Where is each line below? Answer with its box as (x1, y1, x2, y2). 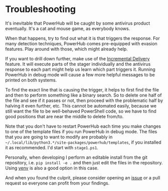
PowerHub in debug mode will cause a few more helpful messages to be (5, 71, 155, 77)
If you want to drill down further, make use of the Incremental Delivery (5, 55, 150, 61)
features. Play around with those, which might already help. (5, 46, 128, 52)
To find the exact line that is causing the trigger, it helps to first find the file (5, 86, 159, 92)
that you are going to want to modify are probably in (5, 134, 113, 140)
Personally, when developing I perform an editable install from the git (5, 154, 148, 160)
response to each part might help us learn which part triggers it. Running (5, 66, 155, 72)
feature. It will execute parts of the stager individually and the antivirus (5, 61, 151, 67)
